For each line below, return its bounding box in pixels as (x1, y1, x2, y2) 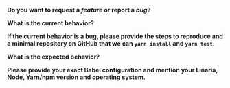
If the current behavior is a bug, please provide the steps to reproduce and (7, 32, 223, 40)
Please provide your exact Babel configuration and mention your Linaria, (7, 66, 218, 74)
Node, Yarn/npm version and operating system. (7, 73, 146, 81)
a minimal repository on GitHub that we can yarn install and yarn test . (7, 40, 215, 47)
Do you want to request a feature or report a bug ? (7, 6, 151, 14)
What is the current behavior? (7, 19, 94, 27)
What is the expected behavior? (7, 53, 100, 61)
